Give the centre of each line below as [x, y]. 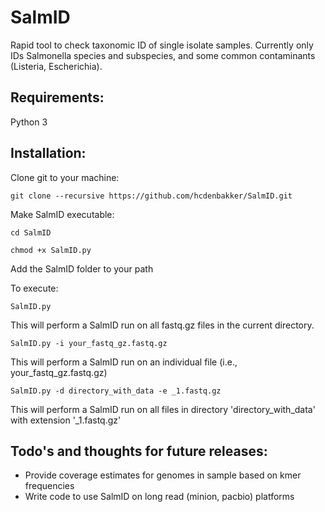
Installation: [48, 153]
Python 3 [29, 122]
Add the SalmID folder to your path [82, 268]
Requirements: [57, 97]
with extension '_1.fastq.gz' [66, 420]
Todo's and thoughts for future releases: [139, 451]
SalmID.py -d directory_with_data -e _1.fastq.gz [116, 391]
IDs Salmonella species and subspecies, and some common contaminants [163, 55]
